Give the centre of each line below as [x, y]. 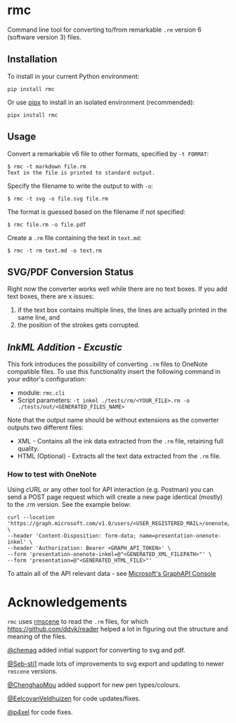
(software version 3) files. [45, 37]
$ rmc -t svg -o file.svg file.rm [58, 199]
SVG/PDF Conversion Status [71, 272]
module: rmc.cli [41, 393]
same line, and [39, 318]
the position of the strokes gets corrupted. [79, 325]
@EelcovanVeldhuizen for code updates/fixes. [74, 698]
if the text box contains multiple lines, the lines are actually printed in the [122, 310]
